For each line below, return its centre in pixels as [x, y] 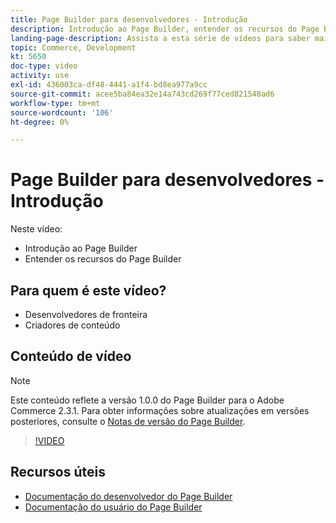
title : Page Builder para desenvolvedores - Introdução [129, 19]
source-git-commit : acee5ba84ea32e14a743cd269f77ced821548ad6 [142, 94]
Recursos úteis [58, 472]
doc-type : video [44, 66]
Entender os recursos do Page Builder [103, 259]
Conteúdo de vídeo [71, 356]
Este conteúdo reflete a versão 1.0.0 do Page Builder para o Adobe [147, 400]
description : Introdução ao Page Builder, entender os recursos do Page [165, 29]
